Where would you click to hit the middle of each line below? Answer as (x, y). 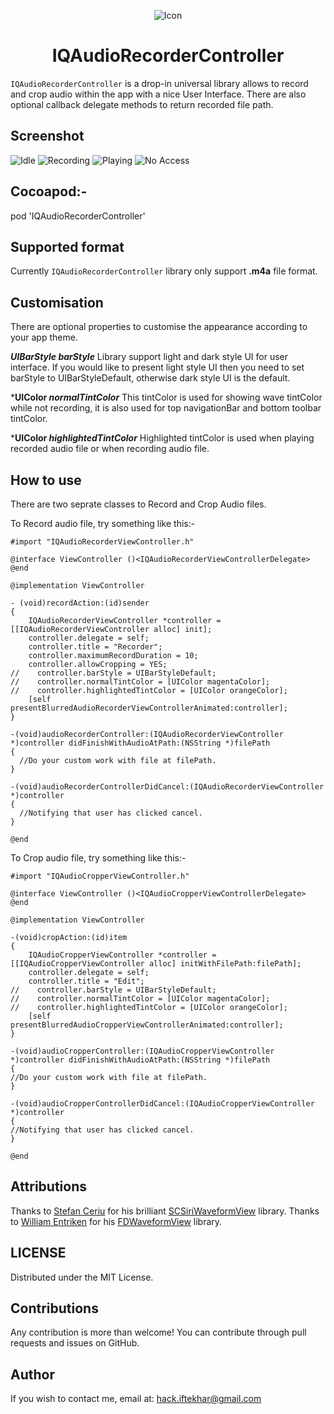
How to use (46, 480)
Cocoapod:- (49, 191)
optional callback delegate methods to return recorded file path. (142, 104)
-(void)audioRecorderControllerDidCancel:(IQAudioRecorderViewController (167, 787)
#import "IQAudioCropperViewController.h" (100, 876)
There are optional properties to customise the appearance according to (159, 327)
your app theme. (44, 337)
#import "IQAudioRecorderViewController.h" (102, 542)
